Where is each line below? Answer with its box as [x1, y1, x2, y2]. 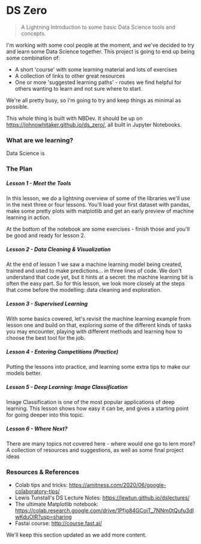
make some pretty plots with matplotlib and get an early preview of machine [6, 208, 194, 215]
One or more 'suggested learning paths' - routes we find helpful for [14, 79, 182, 86]
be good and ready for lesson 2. [6, 232, 86, 239]
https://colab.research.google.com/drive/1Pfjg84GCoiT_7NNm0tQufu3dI [14, 507, 194, 514]
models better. [6, 370, 42, 377]
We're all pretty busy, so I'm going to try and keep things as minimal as [6, 97, 181, 104]
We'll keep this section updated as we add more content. [6, 531, 147, 539]
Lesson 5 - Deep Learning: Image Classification [6, 383, 128, 390]
